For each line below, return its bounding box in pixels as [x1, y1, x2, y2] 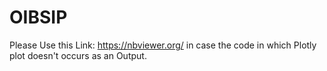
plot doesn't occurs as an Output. [9, 49, 147, 61]
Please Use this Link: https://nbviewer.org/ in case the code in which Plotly [9, 39, 317, 51]
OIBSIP [9, 6, 68, 29]
